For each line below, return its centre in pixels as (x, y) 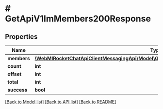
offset (15, 74)
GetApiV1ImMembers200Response (78, 19)
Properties (21, 37)
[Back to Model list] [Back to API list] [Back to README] (61, 102)
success (17, 90)
